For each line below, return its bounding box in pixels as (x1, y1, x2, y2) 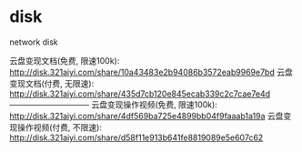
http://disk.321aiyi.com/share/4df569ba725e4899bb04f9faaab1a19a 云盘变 (9, 110, 292, 121)
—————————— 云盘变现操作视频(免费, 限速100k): (9, 98, 218, 110)
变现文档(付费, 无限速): (9, 77, 95, 88)
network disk (9, 36, 58, 47)
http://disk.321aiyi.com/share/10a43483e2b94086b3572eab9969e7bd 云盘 (9, 66, 293, 77)
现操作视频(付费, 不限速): (9, 121, 103, 133)
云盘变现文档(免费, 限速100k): (9, 55, 120, 66)
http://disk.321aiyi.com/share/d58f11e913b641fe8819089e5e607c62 (9, 132, 264, 143)
